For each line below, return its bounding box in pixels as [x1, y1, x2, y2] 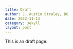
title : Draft [5, 7, 32, 12]
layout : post [5, 25, 32, 30]
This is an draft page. [5, 38, 48, 44]
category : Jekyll [5, 20, 40, 26]
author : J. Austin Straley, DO [5, 12, 69, 16]
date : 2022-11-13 [5, 16, 40, 21]
